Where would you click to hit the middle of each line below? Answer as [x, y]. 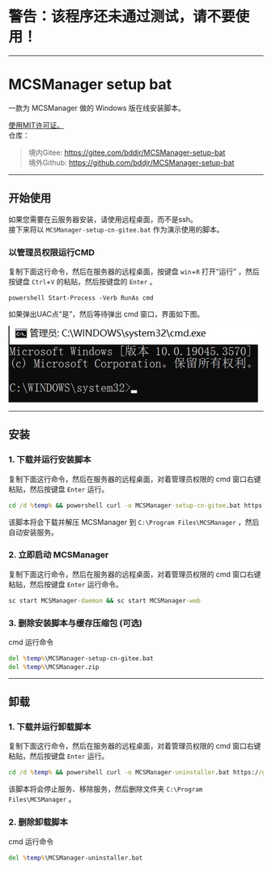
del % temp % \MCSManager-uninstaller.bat [76, 858]
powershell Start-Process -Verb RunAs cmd [81, 298]
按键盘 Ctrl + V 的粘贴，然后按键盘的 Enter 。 [83, 281]
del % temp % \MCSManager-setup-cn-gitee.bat [81, 659]
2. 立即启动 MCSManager [59, 555]
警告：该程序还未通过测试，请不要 [122, 17]
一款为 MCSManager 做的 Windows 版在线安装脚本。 [97, 108]
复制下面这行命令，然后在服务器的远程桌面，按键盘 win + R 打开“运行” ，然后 [134, 271]
